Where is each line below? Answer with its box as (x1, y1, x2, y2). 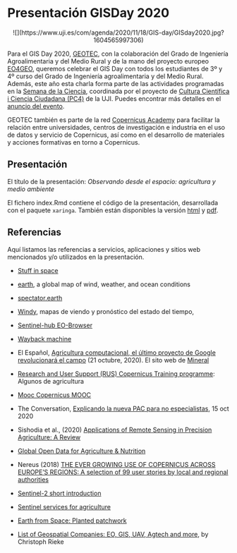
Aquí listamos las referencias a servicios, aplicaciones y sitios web (7, 245, 201, 253)
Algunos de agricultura (17, 377, 85, 385)
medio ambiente (7, 185, 55, 193)
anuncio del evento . (7, 102, 65, 110)
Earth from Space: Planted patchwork (17, 516, 127, 525)
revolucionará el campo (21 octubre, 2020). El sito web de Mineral (17, 355, 209, 364)
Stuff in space (17, 266, 59, 274)
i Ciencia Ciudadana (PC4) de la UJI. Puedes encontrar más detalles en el (7, 94, 221, 103)
